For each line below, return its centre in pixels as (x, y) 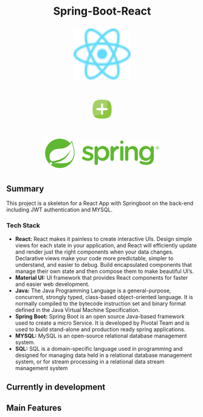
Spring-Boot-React (102, 11)
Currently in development (56, 387)
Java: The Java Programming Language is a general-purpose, (93, 291)
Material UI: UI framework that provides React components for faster (101, 277)
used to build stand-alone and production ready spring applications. (100, 329)
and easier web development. (52, 284)
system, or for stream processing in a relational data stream (90, 361)
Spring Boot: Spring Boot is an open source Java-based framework (100, 316)
